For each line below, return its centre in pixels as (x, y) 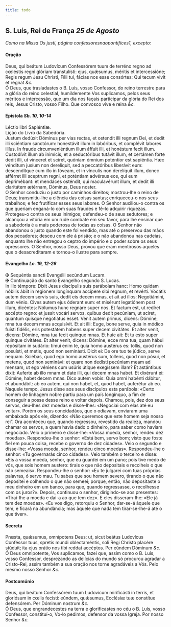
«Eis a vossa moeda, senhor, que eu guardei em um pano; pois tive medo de (86, 460)
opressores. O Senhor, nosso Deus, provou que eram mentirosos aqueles (82, 246)
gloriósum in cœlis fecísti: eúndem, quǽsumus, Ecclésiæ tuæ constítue (80, 598)
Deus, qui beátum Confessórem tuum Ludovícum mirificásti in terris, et (80, 593)
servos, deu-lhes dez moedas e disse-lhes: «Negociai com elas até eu (79, 405)
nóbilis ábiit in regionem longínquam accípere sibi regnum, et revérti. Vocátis (86, 291)
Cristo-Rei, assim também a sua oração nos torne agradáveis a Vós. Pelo (82, 564)
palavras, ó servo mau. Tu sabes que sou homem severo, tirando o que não (84, 476)
